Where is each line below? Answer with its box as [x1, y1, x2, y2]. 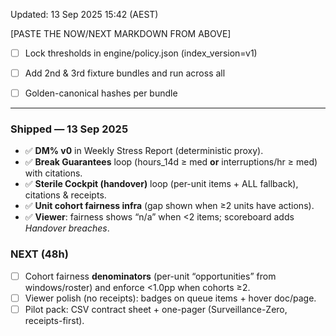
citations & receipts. [24, 189, 107, 201]
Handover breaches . [24, 222, 110, 234]
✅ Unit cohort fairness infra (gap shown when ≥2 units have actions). [24, 200, 315, 212]
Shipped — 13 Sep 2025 [10, 122, 129, 136]
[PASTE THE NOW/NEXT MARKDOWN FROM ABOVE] [10, 28, 232, 39]
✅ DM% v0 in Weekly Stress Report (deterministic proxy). [24, 145, 264, 157]
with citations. [24, 167, 83, 179]
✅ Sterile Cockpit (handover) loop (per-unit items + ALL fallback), [24, 178, 299, 190]
